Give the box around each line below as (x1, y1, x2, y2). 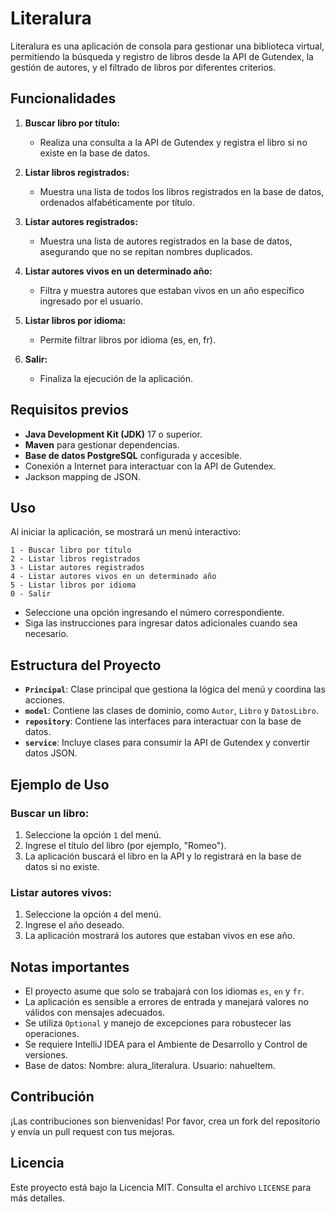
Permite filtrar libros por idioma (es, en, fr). (39, 333, 216, 346)
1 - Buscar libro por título (10, 545, 132, 556)
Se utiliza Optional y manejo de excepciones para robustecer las (24, 1017, 292, 1029)
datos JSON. (24, 747, 78, 759)
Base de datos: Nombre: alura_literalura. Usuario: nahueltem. (24, 1059, 276, 1071)
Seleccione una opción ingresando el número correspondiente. (24, 607, 285, 619)
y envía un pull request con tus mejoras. (10, 1125, 175, 1137)
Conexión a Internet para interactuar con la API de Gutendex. (24, 460, 277, 472)
